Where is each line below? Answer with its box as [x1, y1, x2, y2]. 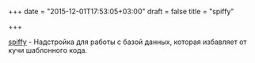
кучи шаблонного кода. [8, 46, 88, 54]
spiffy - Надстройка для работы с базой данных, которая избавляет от [8, 37, 247, 46]
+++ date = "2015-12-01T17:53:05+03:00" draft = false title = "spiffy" [8, 7, 234, 16]
